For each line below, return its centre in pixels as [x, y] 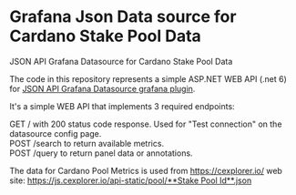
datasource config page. [56, 133]
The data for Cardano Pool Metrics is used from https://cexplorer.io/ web [146, 170]
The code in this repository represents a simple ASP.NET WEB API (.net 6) [148, 78]
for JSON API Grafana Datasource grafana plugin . [102, 88]
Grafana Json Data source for [123, 17]
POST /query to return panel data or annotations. [101, 153]
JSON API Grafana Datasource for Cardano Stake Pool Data [121, 61]
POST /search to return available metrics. [87, 143]
